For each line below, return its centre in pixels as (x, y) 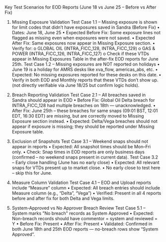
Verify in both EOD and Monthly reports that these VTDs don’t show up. (85, 80)
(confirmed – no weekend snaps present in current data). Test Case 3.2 (85, 157)
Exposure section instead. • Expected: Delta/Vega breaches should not (84, 121)
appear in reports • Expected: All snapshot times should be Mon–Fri (81, 147)
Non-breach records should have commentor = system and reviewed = (84, 218)
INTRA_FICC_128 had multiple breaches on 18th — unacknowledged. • (84, 105)
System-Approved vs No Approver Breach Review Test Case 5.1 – (79, 208)
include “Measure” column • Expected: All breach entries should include (86, 188)
